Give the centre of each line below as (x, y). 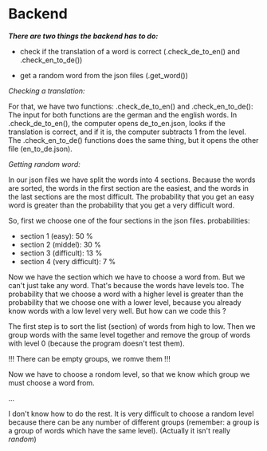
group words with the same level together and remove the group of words (130, 334)
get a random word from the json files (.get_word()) (104, 75)
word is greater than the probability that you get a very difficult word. (122, 205)
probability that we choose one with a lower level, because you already (125, 302)
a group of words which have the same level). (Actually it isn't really (120, 430)
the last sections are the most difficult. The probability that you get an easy (132, 196)
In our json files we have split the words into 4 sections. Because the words (132, 180)
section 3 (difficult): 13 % (61, 253)
